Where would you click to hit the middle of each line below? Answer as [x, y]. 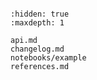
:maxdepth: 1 [37, 23]
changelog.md [37, 49]
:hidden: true [40, 14]
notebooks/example [48, 58]
